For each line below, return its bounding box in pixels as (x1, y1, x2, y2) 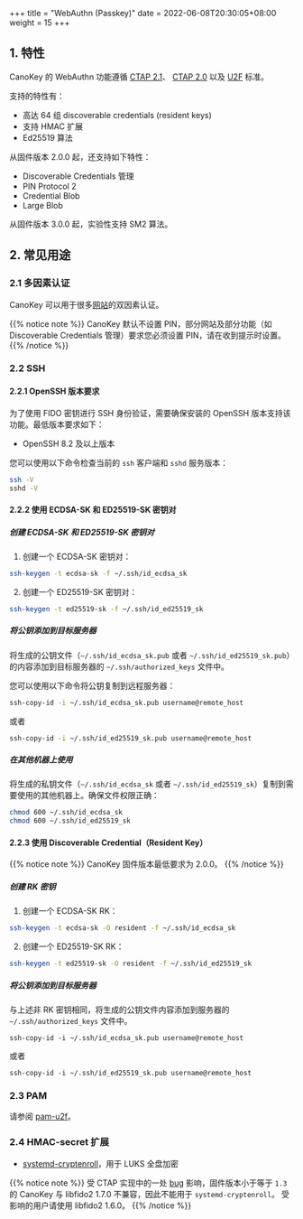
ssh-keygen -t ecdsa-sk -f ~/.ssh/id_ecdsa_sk (9, 569, 188, 578)
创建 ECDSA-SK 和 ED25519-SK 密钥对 (9, 526, 155, 537)
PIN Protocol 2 (22, 181, 77, 191)
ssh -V (9, 475, 34, 484)
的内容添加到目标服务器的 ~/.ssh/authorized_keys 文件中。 (9, 661, 230, 672)
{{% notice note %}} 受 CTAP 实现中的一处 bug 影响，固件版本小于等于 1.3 (9, 1177, 288, 1188)
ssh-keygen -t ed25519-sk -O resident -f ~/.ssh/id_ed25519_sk (9, 959, 252, 969)
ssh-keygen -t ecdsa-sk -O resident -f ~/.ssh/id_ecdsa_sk (9, 924, 236, 933)
